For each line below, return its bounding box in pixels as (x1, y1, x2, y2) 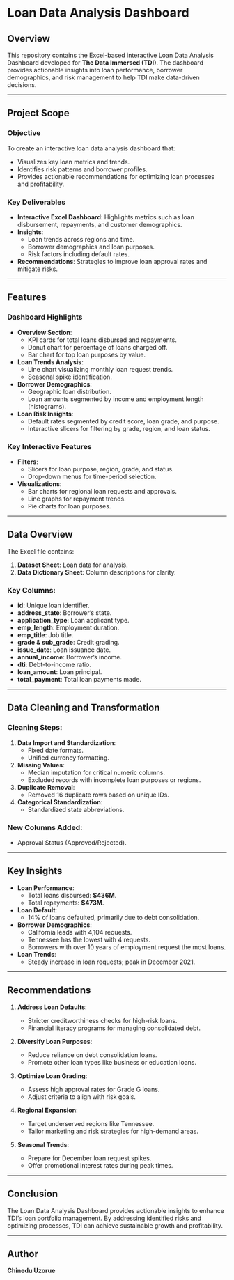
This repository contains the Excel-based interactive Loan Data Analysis (7, 51, 214, 59)
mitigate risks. (17, 265, 58, 273)
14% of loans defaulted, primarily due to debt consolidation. (27, 913, 200, 921)
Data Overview (7, 529, 73, 540)
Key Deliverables (7, 197, 66, 207)
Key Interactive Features (7, 442, 92, 451)
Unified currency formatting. (27, 754, 109, 762)
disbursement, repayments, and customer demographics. (17, 220, 182, 228)
